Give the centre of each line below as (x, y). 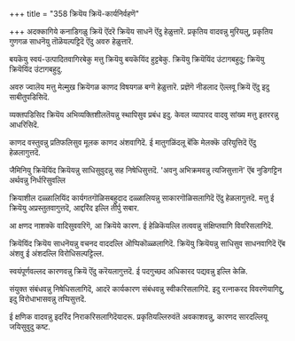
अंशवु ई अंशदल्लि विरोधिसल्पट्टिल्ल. (57, 254)
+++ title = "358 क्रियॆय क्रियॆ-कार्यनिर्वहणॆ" (74, 14)
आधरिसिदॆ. (24, 125)
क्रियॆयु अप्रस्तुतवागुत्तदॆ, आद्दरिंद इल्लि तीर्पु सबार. (74, 208)
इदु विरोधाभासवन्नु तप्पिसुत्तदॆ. (48, 299)
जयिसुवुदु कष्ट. (30, 327)
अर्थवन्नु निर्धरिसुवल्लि (38, 180)
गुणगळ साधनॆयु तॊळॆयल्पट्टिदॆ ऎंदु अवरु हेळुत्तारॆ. (72, 41)
